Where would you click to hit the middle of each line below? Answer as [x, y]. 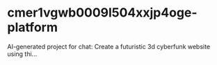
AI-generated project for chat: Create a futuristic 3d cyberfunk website [109, 46]
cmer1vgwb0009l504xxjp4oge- [102, 13]
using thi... [22, 54]
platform [32, 27]
